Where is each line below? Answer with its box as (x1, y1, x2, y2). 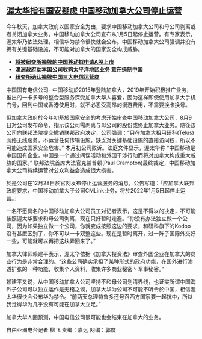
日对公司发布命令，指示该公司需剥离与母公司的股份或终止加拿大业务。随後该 (6, 121, 196, 128)
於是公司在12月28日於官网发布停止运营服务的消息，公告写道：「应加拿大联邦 (6, 179, 195, 187)
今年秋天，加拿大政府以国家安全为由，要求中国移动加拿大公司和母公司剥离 (6, 23, 191, 30)
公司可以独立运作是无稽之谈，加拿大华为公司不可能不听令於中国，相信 (16, 285, 191, 293)
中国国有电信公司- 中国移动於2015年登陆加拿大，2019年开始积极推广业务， (6, 86, 192, 93)
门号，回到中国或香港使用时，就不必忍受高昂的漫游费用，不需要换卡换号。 (6, 101, 191, 108)
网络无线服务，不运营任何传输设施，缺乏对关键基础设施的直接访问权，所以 (6, 136, 191, 143)
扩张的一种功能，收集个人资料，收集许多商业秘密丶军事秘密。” (11, 265, 164, 272)
